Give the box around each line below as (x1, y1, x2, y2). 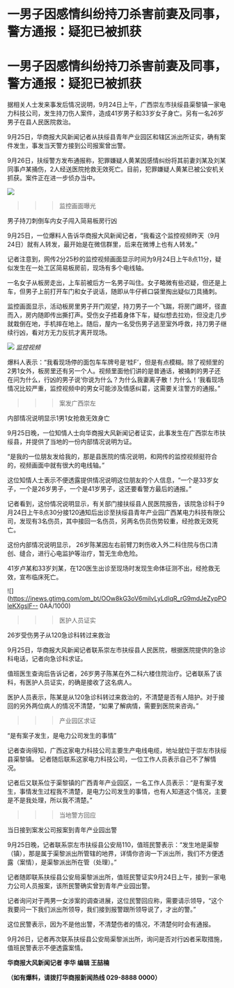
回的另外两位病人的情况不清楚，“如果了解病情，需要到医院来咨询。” (7, 702, 199, 710)
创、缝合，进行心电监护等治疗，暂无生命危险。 (7, 549, 141, 558)
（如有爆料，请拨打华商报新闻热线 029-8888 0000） (7, 973, 162, 982)
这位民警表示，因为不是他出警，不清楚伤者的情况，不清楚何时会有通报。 (7, 920, 214, 929)
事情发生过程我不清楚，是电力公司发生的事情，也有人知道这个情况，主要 (19, 787, 227, 796)
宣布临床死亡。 (19, 573, 63, 581)
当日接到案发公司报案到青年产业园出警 (7, 826, 117, 834)
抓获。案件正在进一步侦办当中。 (7, 174, 99, 182)
